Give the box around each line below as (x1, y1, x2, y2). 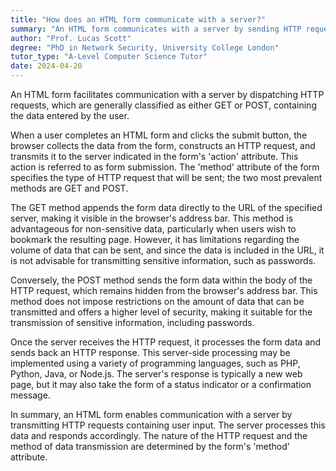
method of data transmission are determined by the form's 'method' (10, 441, 290, 452)
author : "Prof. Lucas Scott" (10, 33, 132, 43)
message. (10, 389, 51, 401)
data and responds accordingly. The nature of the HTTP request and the (10, 430, 308, 441)
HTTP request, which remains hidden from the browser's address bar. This (10, 285, 318, 296)
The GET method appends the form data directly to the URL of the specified (10, 202, 323, 213)
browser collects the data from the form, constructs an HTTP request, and (10, 140, 316, 151)
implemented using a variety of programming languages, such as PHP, (10, 357, 301, 369)
